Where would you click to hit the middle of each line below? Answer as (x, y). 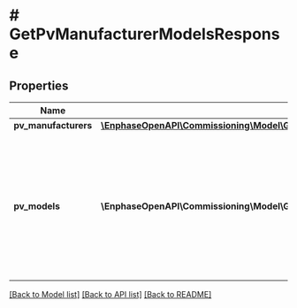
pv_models (37, 206)
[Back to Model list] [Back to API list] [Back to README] (110, 294)
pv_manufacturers (53, 125)
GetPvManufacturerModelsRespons (145, 34)
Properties (39, 85)
